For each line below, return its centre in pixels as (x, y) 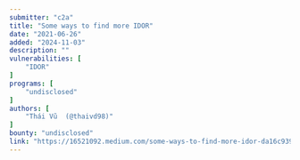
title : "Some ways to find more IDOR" (81, 26)
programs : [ (31, 84)
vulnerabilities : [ (46, 59)
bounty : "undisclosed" (51, 133)
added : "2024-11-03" (48, 42)
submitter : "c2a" (42, 17)
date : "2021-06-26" (46, 34)
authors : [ (29, 108)
